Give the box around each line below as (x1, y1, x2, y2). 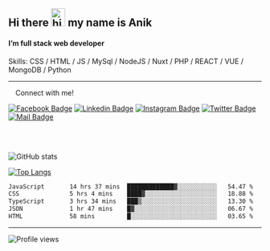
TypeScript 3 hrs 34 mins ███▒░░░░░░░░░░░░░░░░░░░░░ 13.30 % (8, 197, 253, 205)
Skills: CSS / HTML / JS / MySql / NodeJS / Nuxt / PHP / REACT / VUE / (8, 56, 243, 66)
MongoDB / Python (8, 65, 72, 75)
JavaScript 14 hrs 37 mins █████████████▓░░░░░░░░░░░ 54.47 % (8, 182, 253, 191)
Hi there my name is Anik (8, 16, 153, 30)
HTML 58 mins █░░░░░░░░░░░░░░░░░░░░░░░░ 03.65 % (8, 213, 253, 221)
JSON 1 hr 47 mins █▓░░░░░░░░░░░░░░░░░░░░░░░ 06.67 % (8, 205, 253, 213)
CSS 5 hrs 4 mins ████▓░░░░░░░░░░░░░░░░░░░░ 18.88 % (8, 190, 253, 198)
